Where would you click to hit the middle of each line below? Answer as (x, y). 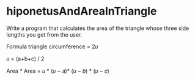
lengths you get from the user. (44, 34)
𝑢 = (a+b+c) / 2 (25, 59)
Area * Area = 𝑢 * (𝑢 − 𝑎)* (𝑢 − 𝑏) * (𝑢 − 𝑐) (58, 71)
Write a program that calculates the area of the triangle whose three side (98, 28)
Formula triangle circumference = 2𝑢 (52, 46)
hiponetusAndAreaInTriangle (82, 11)
